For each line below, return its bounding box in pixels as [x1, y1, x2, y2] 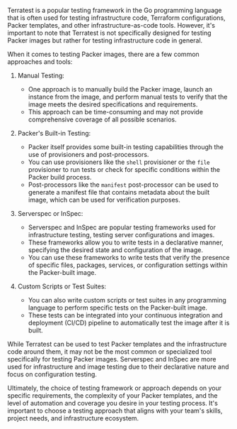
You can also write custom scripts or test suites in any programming [28, 296, 226, 304]
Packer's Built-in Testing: [17, 129, 91, 137]
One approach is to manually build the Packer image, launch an [28, 85, 213, 93]
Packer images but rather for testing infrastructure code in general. [7, 36, 203, 45]
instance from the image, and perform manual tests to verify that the [28, 92, 228, 101]
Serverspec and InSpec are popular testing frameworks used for [28, 223, 216, 232]
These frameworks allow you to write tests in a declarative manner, [28, 238, 224, 246]
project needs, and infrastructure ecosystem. [7, 414, 139, 422]
